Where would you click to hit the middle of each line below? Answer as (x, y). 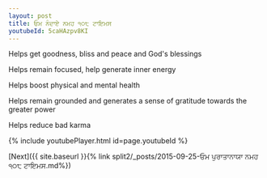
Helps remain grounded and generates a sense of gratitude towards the (128, 101)
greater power (32, 109)
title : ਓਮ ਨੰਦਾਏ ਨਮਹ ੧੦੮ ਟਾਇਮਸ (60, 23)
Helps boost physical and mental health (74, 85)
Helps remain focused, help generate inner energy (92, 70)
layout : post (30, 16)
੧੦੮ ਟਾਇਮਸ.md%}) (40, 166)
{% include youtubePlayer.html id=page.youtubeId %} (98, 141)
